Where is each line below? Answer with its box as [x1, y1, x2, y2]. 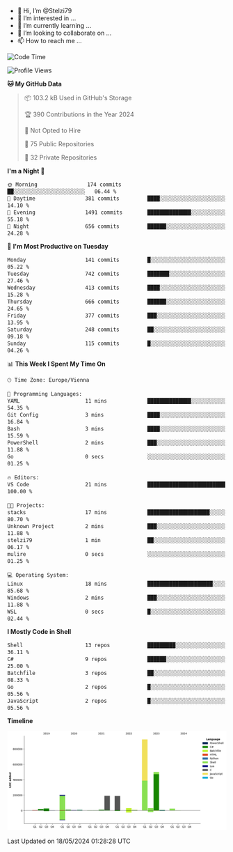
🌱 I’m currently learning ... [17, 22, 92, 29]
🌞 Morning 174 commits [7, 181, 122, 188]
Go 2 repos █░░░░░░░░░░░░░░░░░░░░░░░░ [7, 683, 226, 690]
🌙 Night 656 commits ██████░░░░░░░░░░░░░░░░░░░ [7, 223, 226, 230]
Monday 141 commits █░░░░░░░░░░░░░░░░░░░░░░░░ [7, 256, 226, 263]
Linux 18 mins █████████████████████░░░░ [7, 580, 226, 587]
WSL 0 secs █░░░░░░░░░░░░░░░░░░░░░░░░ [7, 608, 226, 615]
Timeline [7, 717, 33, 725]
